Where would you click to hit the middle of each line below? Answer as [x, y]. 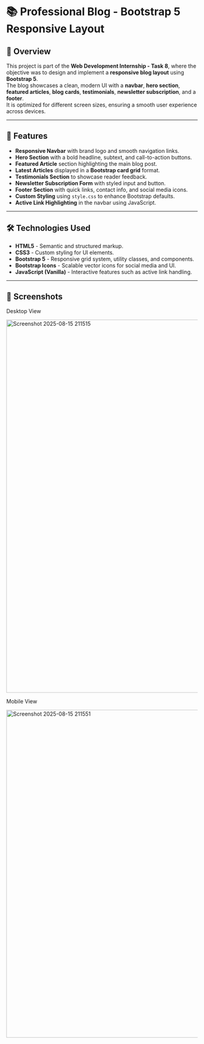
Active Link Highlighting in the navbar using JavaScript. [86, 202]
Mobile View [22, 702]
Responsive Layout [56, 29]
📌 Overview [29, 51]
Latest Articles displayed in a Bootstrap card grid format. [87, 170]
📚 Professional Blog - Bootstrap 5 [93, 12]
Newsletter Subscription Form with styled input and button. [90, 183]
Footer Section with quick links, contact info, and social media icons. [101, 189]
